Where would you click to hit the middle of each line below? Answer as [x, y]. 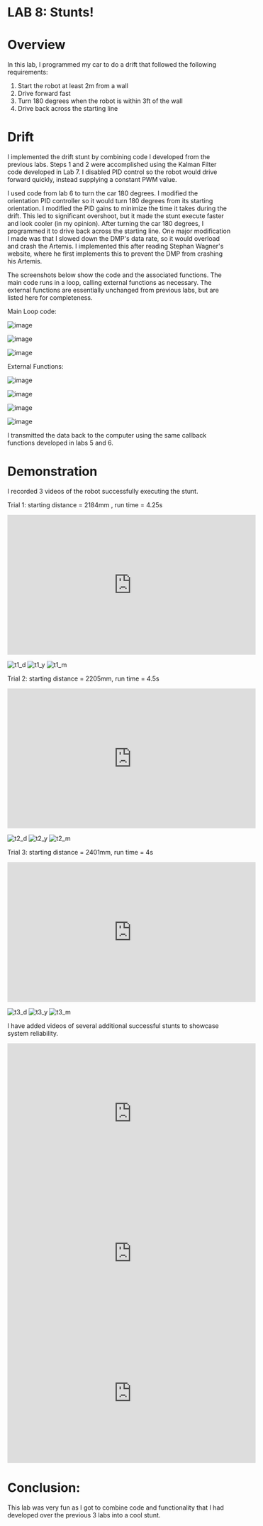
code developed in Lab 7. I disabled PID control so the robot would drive [112, 172]
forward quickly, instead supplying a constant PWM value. [92, 180]
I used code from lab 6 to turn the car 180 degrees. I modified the [103, 193]
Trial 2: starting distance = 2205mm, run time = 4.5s [83, 678]
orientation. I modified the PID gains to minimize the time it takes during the [117, 209]
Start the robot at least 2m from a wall [73, 86]
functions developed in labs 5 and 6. [60, 443]
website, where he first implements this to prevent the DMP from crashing [115, 254]
